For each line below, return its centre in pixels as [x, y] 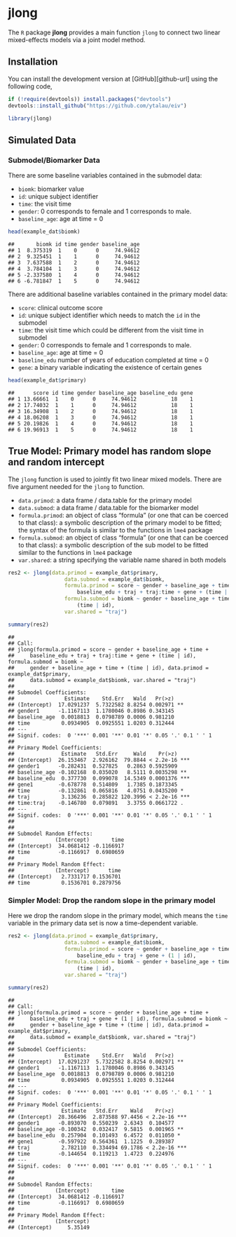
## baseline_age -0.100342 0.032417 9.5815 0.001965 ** [96, 1129]
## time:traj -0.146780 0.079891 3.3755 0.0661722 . [96, 803]
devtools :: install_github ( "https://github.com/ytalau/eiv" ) [98, 106]
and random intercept [56, 462]
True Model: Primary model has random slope [110, 452]
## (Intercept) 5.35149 [49, 1227]
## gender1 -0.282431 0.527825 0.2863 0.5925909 [93, 766]
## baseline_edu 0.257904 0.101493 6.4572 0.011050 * [94, 1135]
